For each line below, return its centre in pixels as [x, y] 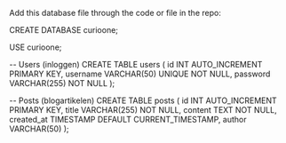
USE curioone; [36, 47]
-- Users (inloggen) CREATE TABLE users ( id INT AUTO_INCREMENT [136, 64]
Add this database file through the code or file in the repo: [115, 13]
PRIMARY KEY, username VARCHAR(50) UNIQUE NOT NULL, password [140, 74]
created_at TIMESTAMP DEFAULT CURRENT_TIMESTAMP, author [128, 119]
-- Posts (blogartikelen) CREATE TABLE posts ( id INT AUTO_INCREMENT [143, 100]
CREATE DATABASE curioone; [64, 30]
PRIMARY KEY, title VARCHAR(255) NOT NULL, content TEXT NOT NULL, [143, 110]
